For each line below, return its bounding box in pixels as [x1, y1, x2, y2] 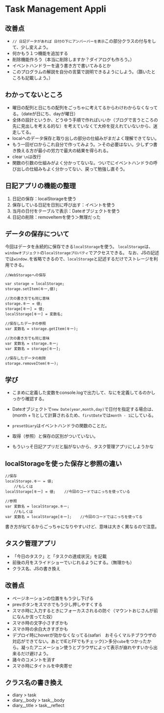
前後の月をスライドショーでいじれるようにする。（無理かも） [12, 559, 135, 565]
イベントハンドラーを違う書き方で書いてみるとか [12, 63, 111, 68]
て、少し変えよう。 [12, 44, 51, 50]
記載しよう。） [25, 75, 53, 80]
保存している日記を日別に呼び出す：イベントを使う [12, 202, 116, 208]
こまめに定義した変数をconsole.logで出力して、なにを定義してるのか [12, 390, 151, 396]
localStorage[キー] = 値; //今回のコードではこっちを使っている [5, 489, 131, 494]
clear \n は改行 [12, 154, 41, 159]
